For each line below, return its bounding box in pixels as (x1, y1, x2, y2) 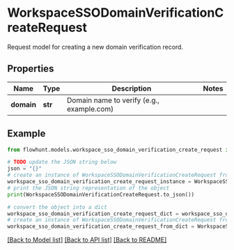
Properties (7, 63, 54, 75)
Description (111, 84, 152, 93)
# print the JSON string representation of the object (7, 185, 170, 192)
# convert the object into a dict (7, 203, 108, 210)
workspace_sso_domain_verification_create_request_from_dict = (7, 223, 195, 231)
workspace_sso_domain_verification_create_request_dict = (7, 210, 179, 217)
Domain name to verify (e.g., (67, 95, 160, 105)
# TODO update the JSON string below (7, 159, 117, 166)
